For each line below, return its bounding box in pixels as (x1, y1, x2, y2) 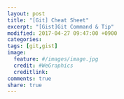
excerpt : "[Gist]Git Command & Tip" (7, 23, 114, 30)
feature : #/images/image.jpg (13, 56, 99, 63)
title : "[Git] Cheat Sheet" (7, 17, 90, 24)
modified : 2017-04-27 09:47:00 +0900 (7, 29, 118, 37)
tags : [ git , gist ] (7, 43, 58, 49)
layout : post (7, 10, 46, 17)
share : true (7, 82, 42, 89)
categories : (7, 36, 42, 43)
